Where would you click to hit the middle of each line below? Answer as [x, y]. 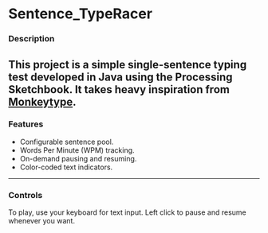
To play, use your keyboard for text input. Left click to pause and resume [127, 212]
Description [32, 39]
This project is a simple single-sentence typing [128, 64]
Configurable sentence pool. [67, 142]
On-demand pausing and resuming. [78, 158]
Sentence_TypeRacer [81, 14]
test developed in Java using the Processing [120, 77]
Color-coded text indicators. [66, 167]
